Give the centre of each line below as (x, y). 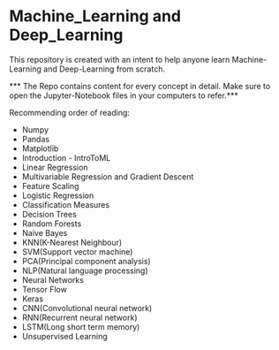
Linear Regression (55, 167)
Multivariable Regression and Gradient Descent (108, 176)
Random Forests (52, 224)
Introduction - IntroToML (66, 157)
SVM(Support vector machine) (77, 251)
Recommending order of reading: (70, 112)
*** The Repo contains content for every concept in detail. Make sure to (140, 86)
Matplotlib (40, 148)
